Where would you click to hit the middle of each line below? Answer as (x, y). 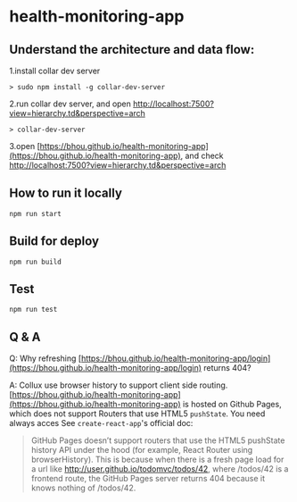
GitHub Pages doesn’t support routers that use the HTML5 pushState (158, 440)
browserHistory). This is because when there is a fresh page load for (157, 460)
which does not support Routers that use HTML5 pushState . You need (137, 414)
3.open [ (25, 146)
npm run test (33, 310)
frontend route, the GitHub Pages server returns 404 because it (148, 479)
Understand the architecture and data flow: (132, 50)
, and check (202, 155)
